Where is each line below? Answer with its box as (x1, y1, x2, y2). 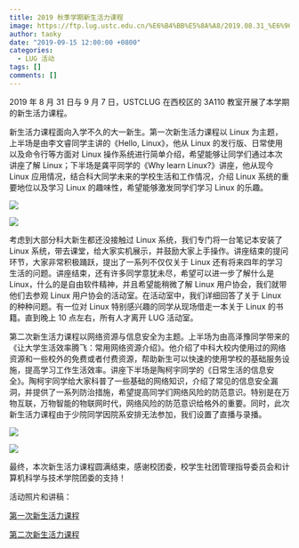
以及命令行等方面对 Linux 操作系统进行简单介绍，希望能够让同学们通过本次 (9, 149, 283, 159)
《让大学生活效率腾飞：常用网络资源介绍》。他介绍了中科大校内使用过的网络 (9, 342, 287, 352)
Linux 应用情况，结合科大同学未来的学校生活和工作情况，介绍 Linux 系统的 (9, 171, 282, 181)
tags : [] (9, 63, 42, 72)
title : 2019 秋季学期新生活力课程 (9, 12, 124, 22)
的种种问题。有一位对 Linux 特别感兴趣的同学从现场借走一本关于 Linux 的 (9, 301, 276, 311)
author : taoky (9, 29, 62, 38)
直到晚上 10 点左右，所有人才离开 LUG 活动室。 (24, 312, 198, 323)
